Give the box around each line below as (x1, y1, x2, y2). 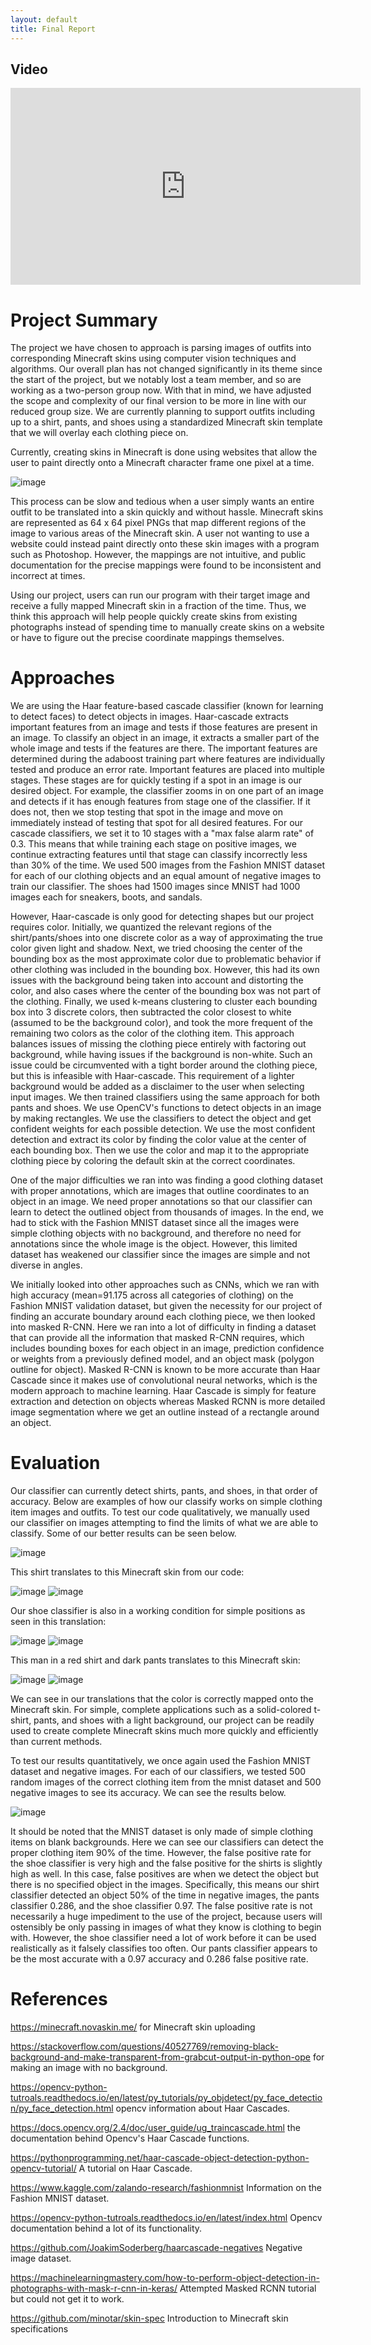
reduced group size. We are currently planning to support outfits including (10, 406, 316, 418)
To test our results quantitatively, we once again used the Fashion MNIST (10, 1755, 312, 1767)
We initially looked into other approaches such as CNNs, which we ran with (10, 1279, 320, 1291)
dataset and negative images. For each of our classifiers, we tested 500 (10, 1766, 307, 1778)
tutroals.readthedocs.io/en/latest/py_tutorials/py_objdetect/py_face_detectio (10, 2092, 323, 2104)
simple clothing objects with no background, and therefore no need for (10, 1227, 302, 1240)
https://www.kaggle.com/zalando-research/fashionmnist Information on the (10, 2182, 322, 2194)
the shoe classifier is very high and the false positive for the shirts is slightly (10, 1857, 323, 1870)
